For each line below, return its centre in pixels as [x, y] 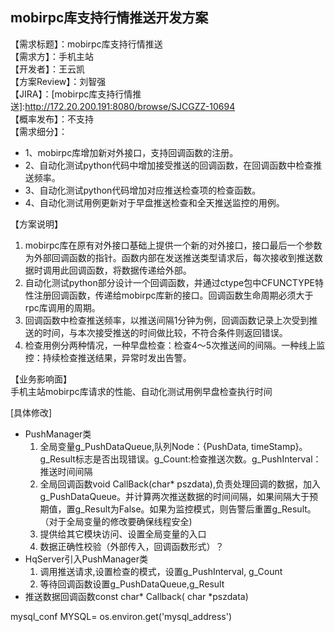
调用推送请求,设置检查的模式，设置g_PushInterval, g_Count [161, 571]
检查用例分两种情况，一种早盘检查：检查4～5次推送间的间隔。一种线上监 [175, 345]
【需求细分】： [39, 131]
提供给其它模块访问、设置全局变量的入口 [123, 534]
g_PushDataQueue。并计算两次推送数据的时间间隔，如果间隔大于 [174, 496]
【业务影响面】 [41, 379]
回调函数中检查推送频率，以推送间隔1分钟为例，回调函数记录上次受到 [167, 320]
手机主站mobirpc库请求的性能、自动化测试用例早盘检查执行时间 [141, 391]
